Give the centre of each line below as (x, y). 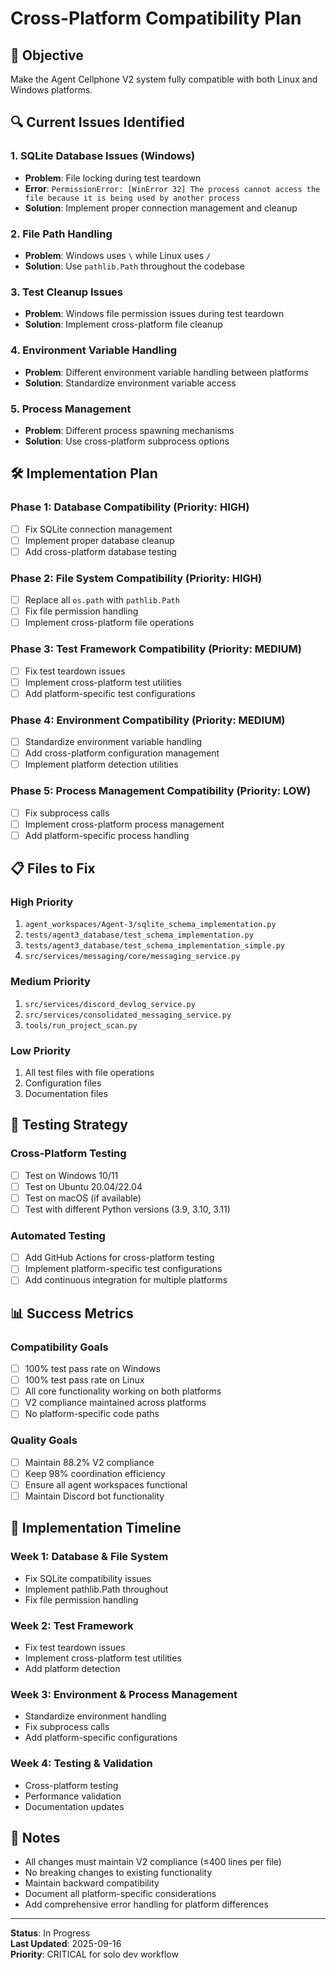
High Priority (42, 902)
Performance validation (73, 1796)
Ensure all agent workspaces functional (106, 1484)
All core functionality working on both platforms (123, 1391)
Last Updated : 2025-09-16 (66, 1944)
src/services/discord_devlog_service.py (110, 1004)
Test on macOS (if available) (83, 1198)
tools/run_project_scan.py (81, 1025)
